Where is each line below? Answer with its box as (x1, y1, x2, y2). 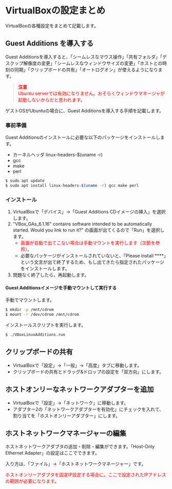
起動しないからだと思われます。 (17, 96, 85, 103)
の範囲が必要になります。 (5, 478, 59, 484)
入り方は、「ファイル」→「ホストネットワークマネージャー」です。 (5, 461, 146, 467)
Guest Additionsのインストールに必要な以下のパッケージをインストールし (5, 134, 161, 141)
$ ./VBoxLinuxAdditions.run (5, 332, 66, 338)
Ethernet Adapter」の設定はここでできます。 (5, 450, 100, 456)
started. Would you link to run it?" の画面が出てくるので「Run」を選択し (12, 227, 165, 233)
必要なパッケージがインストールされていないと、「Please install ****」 (20, 252, 166, 259)
